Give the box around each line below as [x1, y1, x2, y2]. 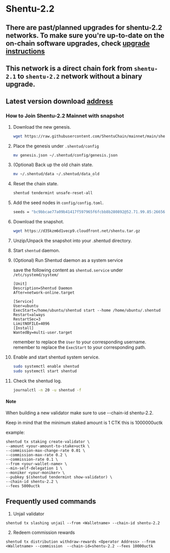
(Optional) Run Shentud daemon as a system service [13, 257, 123, 263]
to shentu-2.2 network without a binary [17, 72, 142, 81]
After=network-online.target [13, 290, 75, 295]
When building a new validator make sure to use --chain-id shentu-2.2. [6, 410, 154, 416]
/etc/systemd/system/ [13, 272, 59, 278]
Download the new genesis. [13, 124, 71, 130]
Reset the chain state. [13, 181, 59, 187]
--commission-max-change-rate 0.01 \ [6, 448, 86, 453]
